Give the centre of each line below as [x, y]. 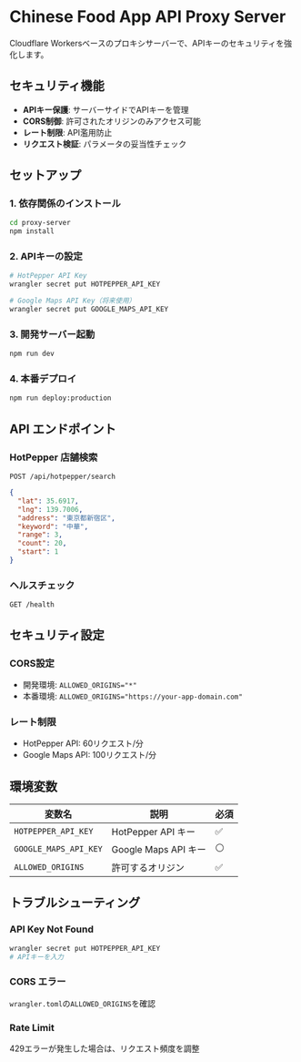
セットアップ [45, 175]
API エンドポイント [63, 429]
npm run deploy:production [60, 398]
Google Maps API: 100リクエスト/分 [90, 755]
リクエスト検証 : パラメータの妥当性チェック [105, 144]
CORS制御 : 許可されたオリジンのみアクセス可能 [112, 121]
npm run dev [32, 354]
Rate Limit [32, 1027]
